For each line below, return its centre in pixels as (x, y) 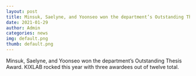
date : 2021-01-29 (27, 22)
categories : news (27, 33)
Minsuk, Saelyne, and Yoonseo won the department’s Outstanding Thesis (94, 61)
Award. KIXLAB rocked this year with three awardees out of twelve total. (93, 67)
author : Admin (23, 28)
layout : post (22, 11)
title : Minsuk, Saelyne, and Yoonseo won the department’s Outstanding (95, 17)
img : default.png (27, 39)
